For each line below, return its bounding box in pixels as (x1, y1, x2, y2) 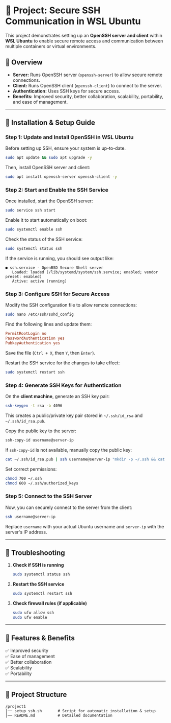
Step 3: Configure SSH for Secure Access (5, 291, 110, 298)
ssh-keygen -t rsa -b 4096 (5, 403, 63, 408)
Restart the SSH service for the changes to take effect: (5, 360, 120, 366)
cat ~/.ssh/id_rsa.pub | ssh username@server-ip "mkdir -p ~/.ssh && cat (5, 457, 165, 462)
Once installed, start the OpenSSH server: (5, 198, 93, 204)
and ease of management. (12, 99, 68, 105)
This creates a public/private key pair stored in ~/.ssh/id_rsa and (5, 412, 143, 418)
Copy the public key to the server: (5, 428, 76, 434)
